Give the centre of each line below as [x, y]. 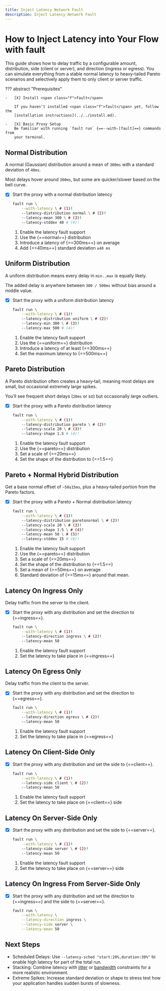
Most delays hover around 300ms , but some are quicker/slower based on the [83, 179]
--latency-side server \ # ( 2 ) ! [55, 849]
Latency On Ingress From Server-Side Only [73, 884]
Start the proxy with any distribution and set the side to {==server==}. [84, 830]
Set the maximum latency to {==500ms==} [64, 353]
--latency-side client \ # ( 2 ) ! [55, 783]
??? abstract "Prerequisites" [34, 89]
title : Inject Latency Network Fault [44, 10]
